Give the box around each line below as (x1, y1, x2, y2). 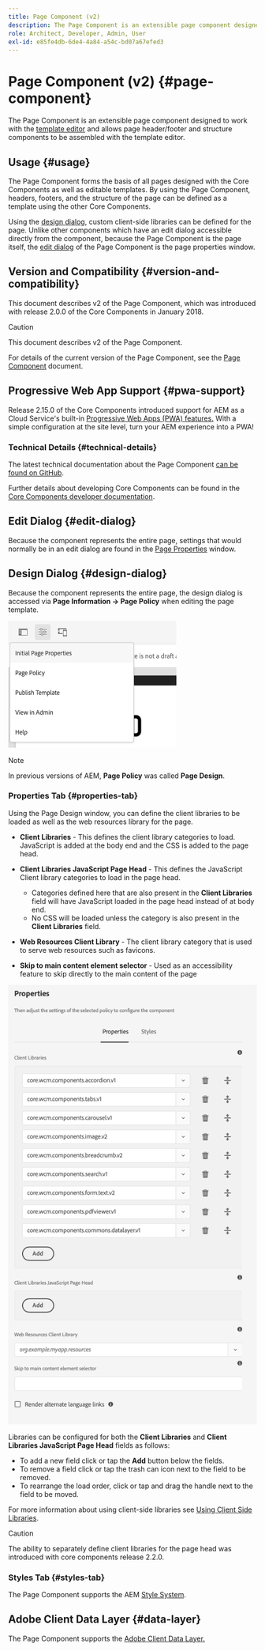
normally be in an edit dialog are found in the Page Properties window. (8, 544, 237, 553)
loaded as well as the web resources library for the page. (8, 817, 193, 826)
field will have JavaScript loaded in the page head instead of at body (31, 896, 255, 905)
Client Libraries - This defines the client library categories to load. (19, 832, 236, 841)
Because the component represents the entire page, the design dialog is (8, 587, 243, 597)
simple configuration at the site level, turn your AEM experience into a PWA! (8, 421, 255, 431)
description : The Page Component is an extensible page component (8, 21, 231, 29)
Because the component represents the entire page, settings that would (8, 535, 242, 545)
